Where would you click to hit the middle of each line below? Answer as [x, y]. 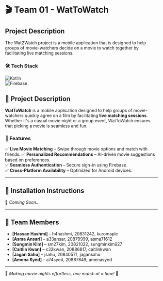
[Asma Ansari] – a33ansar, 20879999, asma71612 [62, 239]
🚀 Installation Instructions [45, 190]
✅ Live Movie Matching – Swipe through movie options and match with [76, 149]
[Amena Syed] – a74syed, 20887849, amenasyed [62, 260]
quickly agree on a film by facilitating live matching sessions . [86, 116]
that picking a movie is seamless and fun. [46, 126]
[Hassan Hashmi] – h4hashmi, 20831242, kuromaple [65, 234]
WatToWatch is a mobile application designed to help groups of [69, 111]
